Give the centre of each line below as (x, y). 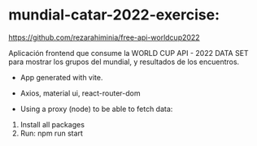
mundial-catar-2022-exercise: (114, 15)
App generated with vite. (61, 77)
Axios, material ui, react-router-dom (80, 93)
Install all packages (52, 124)
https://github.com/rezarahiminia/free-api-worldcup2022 (105, 37)
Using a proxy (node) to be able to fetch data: (96, 109)
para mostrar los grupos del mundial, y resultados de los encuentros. (124, 62)
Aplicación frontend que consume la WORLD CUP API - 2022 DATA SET (129, 53)
